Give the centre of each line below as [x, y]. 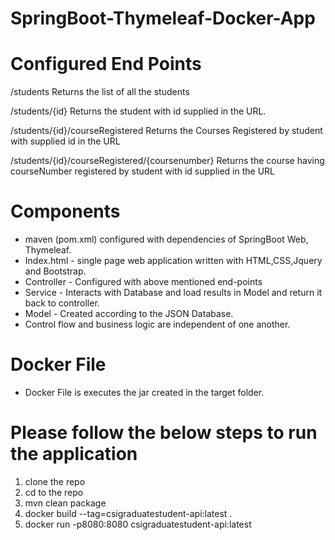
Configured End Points [106, 64]
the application [74, 454]
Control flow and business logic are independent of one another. [157, 324]
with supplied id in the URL [65, 141]
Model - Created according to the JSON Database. [129, 314]
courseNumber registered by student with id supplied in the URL [142, 171]
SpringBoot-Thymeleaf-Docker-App [163, 18]
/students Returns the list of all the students [100, 92]
